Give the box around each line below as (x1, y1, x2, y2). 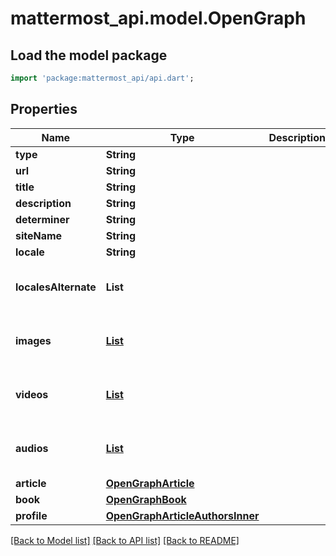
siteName (15, 228, 63, 242)
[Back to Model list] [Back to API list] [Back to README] (10, 534, 240, 546)
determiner (15, 212, 70, 226)
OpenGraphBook (105, 492, 187, 506)
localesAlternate (15, 280, 97, 294)
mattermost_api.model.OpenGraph (10, 7, 307, 30)
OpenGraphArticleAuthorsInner (105, 508, 260, 522)
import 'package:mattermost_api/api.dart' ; (10, 73, 195, 83)
